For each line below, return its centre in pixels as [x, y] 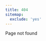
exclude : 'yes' [26, 19]
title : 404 [17, 10]
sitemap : [14, 14]
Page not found [21, 33]
